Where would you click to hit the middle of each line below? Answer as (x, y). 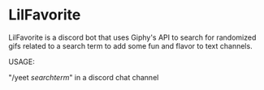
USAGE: (22, 62)
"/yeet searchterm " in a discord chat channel (84, 77)
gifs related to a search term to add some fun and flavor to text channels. (131, 45)
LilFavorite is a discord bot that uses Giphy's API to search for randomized (132, 37)
